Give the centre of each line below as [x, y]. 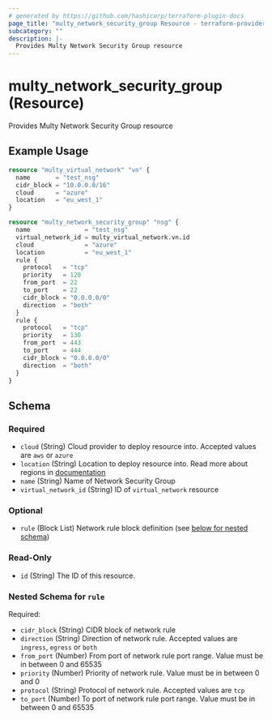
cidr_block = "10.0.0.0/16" [63, 185]
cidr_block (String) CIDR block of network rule [98, 630]
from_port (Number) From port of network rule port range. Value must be [142, 655]
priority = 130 [52, 336]
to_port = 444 [52, 350]
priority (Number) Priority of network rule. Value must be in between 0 [140, 673]
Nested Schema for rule [57, 597]
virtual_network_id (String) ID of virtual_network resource [119, 490]
